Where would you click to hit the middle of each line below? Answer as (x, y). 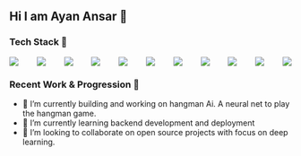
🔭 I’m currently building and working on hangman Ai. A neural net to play (156, 103)
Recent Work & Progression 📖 (74, 84)
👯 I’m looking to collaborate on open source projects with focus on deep (155, 132)
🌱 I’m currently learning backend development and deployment (138, 123)
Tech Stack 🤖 (39, 42)
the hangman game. (59, 113)
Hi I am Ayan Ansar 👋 (69, 17)
